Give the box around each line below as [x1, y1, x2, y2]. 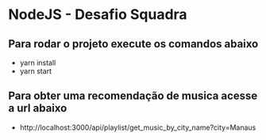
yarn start [19, 66, 52, 76]
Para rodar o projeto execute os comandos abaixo [8, 37, 259, 51]
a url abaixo [8, 101, 67, 115]
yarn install [19, 58, 56, 67]
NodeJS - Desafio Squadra [8, 6, 188, 24]
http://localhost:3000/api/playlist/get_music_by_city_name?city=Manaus [19, 123, 256, 132]
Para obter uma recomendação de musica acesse [8, 89, 258, 103]
